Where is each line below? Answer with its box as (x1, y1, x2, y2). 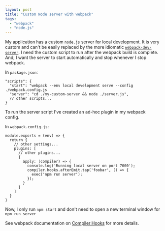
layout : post (5, 7, 32, 12)
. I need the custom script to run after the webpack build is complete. (18, 50, 159, 56)
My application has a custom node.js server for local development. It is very (5, 39, 160, 45)
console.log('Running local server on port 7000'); (27, 163, 135, 169)
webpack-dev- (125, 45, 152, 50)
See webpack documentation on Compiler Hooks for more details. (5, 220, 139, 226)
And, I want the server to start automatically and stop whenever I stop (5, 55, 147, 60)
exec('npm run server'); (31, 172, 83, 177)
